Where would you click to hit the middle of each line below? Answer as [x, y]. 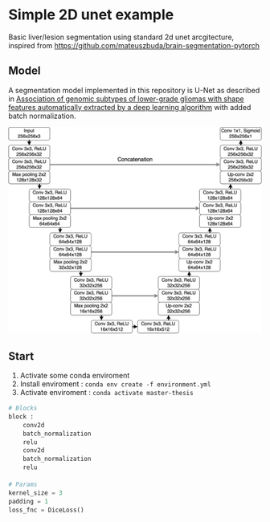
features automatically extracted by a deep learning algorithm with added [130, 107]
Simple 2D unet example [91, 15]
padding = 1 [28, 501]
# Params [23, 484]
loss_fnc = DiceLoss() [46, 510]
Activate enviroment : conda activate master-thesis [107, 393]
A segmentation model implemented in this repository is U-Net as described [134, 90]
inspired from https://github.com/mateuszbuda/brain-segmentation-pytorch [134, 45]
